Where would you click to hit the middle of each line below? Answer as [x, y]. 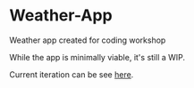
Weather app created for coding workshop [88, 40]
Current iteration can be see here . [72, 74]
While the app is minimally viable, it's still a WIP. [97, 57]
